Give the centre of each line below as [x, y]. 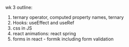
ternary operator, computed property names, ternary [68, 17]
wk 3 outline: [19, 7]
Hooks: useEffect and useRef [43, 23]
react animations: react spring [44, 33]
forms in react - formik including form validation [63, 39]
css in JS [22, 28]
